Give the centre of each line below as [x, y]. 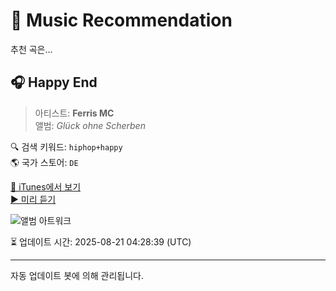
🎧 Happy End [54, 82]
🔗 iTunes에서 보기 [46, 186]
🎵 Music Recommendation [121, 20]
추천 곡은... [31, 49]
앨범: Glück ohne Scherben [90, 125]
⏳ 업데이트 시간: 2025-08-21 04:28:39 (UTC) [101, 241]
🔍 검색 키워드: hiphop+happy [66, 146]
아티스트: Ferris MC [74, 113]
